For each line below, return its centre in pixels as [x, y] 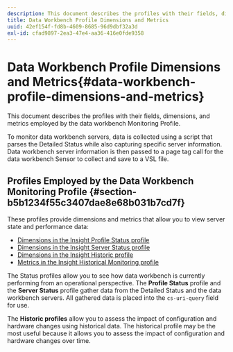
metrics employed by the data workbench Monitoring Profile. [94, 124]
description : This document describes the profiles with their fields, [113, 14]
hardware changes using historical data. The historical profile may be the [112, 326]
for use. [18, 305]
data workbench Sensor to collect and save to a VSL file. [88, 159]
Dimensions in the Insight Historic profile [75, 255]
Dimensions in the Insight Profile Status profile [83, 240]
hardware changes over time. [49, 341]
